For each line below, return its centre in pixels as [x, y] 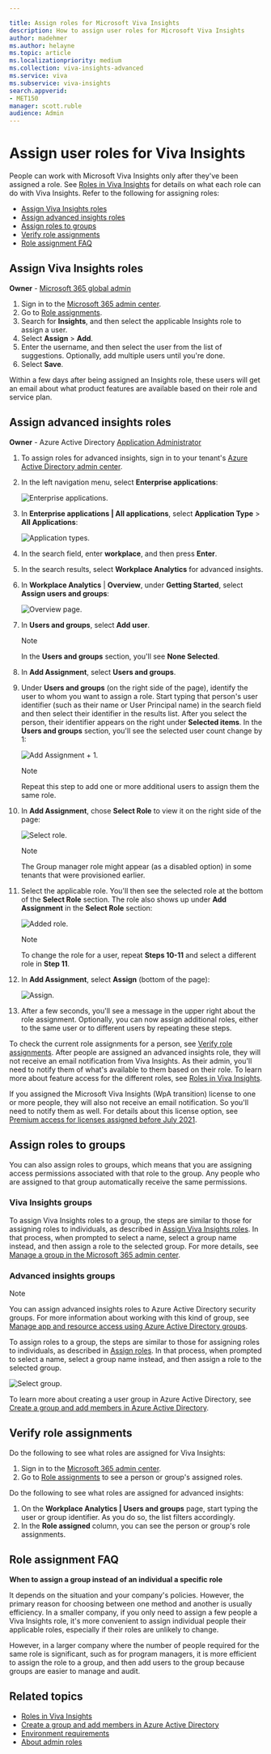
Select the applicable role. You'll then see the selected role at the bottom [142, 890]
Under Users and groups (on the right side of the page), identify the [135, 687]
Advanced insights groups [62, 1275]
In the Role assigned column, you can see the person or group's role [135, 1526]
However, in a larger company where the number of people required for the [134, 1645]
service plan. [31, 397]
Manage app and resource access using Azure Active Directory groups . [129, 1326]
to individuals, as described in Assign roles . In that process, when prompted [135, 1351]
